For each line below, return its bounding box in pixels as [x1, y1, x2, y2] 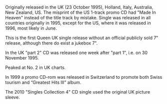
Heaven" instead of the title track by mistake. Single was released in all [5, 15, 151, 20]
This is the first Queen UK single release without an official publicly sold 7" [5, 35, 159, 41]
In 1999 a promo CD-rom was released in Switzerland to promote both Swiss [5, 74, 163, 80]
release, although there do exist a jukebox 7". [5, 40, 98, 46]
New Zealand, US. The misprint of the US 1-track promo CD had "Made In [5, 9, 156, 15]
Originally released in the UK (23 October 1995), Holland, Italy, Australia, [5, 4, 154, 10]
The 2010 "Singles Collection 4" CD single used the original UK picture [5, 89, 151, 95]
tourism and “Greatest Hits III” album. [5, 79, 81, 85]
